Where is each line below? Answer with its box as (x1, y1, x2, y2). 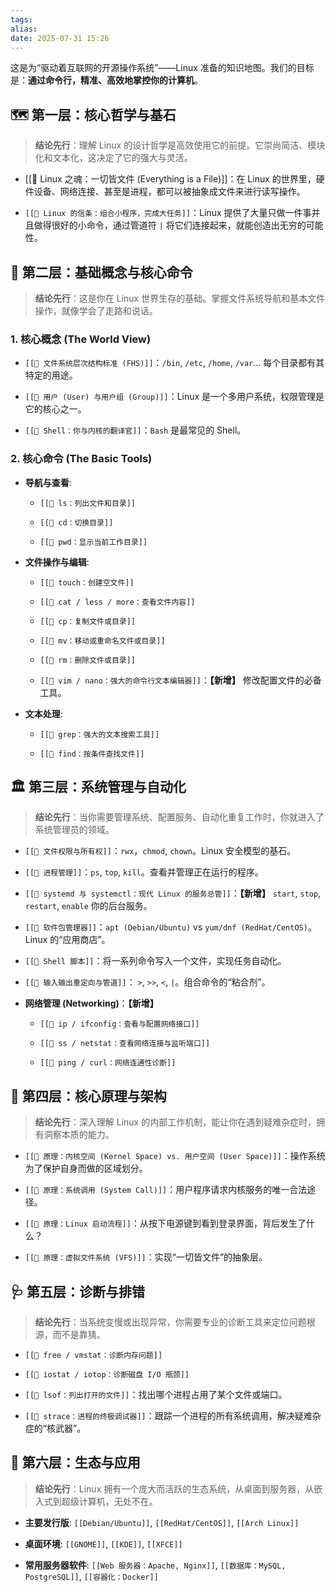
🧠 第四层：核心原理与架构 (10, 1087, 167, 1105)
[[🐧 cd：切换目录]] (39, 517, 114, 528)
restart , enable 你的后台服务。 (24, 900, 153, 912)
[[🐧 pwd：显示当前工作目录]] (39, 537, 148, 547)
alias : (10, 24, 38, 34)
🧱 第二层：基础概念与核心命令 (10, 264, 193, 281)
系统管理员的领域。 (34, 824, 115, 836)
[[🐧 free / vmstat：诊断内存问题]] (24, 1351, 163, 1361)
